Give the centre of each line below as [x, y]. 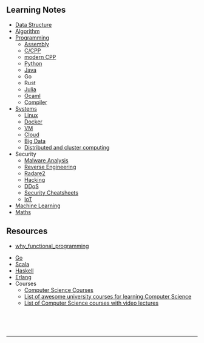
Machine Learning [38, 206]
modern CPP [40, 57]
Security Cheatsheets [51, 192]
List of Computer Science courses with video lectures [91, 303]
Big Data [35, 141]
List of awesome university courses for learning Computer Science [108, 296]
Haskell [24, 271]
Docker [33, 122]
